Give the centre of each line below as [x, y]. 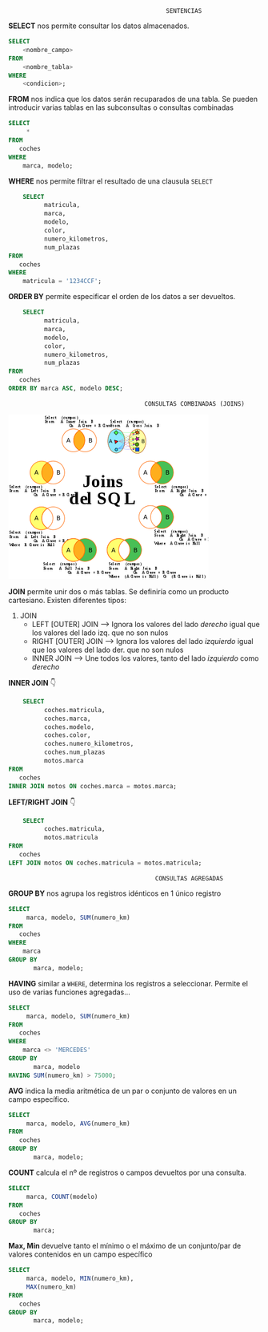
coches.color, [67, 735]
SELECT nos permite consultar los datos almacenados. [99, 26]
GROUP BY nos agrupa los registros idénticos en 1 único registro [115, 893]
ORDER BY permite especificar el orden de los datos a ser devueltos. [122, 297]
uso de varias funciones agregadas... [69, 992]
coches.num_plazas [74, 752]
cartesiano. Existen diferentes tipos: [67, 600]
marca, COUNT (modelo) [62, 1196]
